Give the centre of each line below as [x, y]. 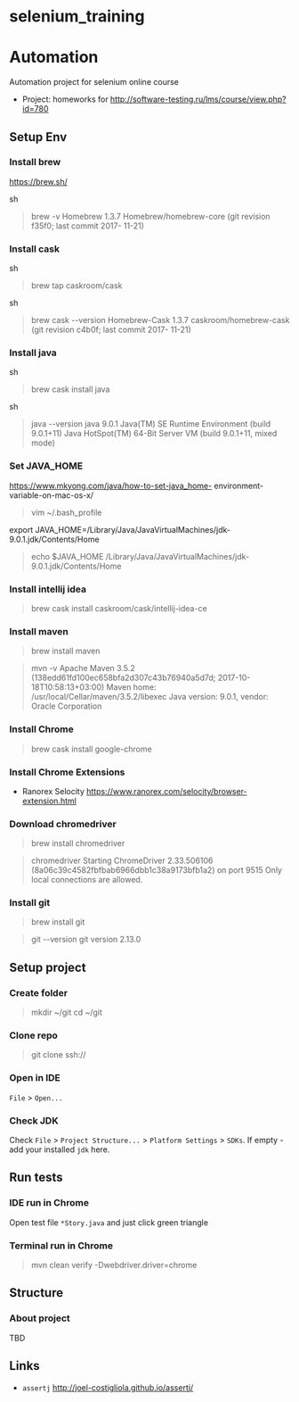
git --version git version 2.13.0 [86, 940]
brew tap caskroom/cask [77, 286]
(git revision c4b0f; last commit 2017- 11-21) [111, 330]
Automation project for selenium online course [94, 82]
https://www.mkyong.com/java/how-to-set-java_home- [111, 485]
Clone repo [33, 1035]
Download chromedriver [63, 824]
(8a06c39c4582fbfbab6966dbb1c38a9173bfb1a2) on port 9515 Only [157, 870]
